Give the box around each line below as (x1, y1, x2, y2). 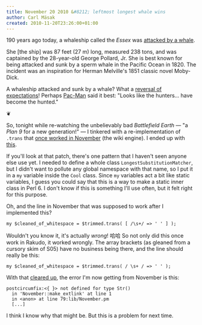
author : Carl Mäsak (6, 14, 55, 21)
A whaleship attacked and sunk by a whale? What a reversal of (6, 86, 162, 93)
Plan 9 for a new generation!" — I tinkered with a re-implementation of (6, 128, 181, 136)
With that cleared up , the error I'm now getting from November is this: (6, 274, 180, 281)
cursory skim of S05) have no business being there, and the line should (6, 245, 184, 253)
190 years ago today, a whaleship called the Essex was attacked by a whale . (6, 37, 195, 44)
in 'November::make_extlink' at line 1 (11, 291, 112, 297)
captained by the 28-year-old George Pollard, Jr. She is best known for (6, 55, 183, 62)
